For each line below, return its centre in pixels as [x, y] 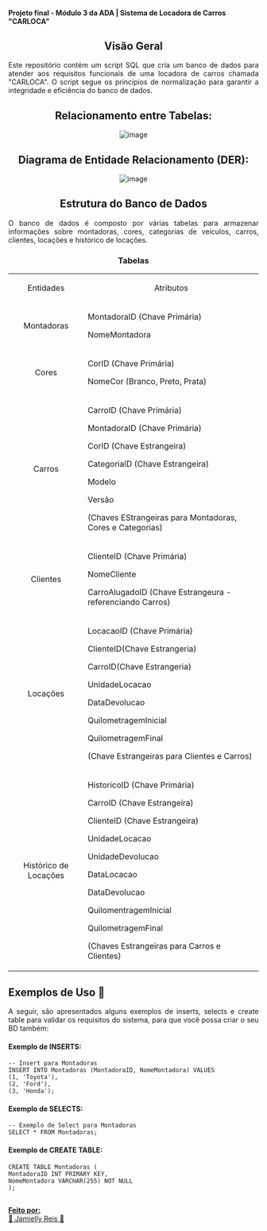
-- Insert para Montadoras [53, 1063]
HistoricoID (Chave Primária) [141, 785]
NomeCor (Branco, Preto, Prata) [147, 382]
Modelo [102, 482]
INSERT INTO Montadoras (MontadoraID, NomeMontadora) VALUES [112, 1070]
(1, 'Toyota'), [33, 1078]
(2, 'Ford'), [30, 1084]
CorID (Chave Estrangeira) [137, 446]
